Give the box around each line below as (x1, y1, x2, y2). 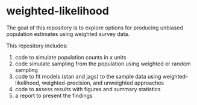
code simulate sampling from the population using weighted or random (14, 60, 191, 67)
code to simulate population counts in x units (14, 53, 127, 61)
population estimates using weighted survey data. (6, 30, 130, 37)
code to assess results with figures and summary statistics (14, 85, 161, 92)
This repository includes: (6, 42, 68, 49)
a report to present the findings (14, 92, 93, 99)
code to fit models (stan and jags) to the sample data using (14, 73, 161, 80)
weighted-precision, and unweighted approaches (42, 79, 164, 86)
